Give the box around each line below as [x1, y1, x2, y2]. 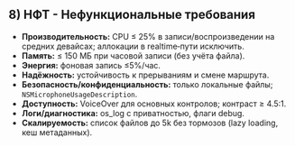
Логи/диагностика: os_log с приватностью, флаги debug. [21, 107, 245, 118]
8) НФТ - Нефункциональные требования [8, 7, 256, 23]
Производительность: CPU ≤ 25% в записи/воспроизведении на [21, 31, 275, 41]
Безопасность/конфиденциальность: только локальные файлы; [21, 78, 273, 89]
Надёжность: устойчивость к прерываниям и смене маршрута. [21, 69, 270, 80]
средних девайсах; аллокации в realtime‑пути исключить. [21, 41, 244, 51]
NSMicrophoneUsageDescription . [21, 88, 138, 99]
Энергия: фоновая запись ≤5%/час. [21, 59, 161, 70]
